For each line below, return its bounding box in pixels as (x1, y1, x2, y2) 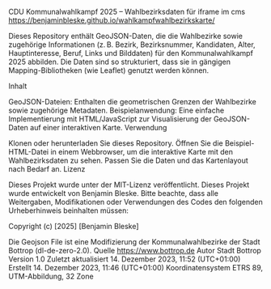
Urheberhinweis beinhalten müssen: (8, 206, 129, 215)
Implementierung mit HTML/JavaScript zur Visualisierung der (8, 114, 212, 124)
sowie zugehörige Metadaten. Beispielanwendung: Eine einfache (8, 105, 225, 115)
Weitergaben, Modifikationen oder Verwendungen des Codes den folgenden (8, 198, 263, 206)
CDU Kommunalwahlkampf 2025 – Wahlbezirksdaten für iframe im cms (8, 7, 245, 16)
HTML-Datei (8, 147, 49, 156)
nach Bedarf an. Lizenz (8, 164, 86, 173)
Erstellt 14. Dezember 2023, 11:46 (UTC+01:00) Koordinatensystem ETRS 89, (8, 263, 264, 272)
